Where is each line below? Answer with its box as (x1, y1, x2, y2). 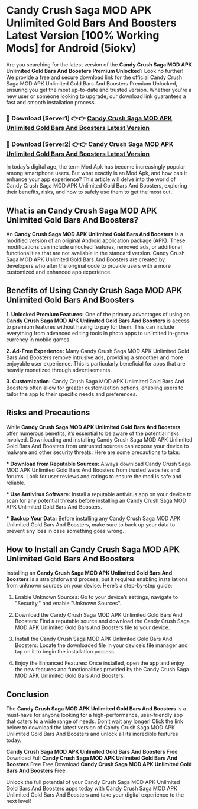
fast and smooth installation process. (6, 99, 96, 106)
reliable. (6, 479, 26, 486)
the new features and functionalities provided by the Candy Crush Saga (14, 666, 189, 673)
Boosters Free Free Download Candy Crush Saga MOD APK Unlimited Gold (6, 761, 192, 768)
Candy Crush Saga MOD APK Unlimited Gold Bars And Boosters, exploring (6, 182, 187, 189)
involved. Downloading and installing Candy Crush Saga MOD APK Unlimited (6, 436, 193, 443)
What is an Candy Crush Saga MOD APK (6, 205, 157, 215)
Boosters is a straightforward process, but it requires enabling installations (6, 576, 188, 583)
